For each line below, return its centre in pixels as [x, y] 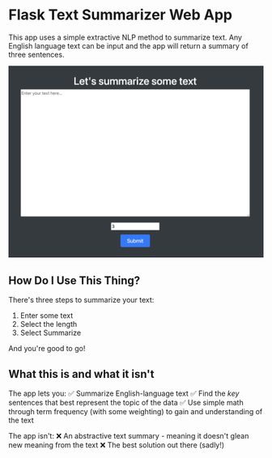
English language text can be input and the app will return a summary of [128, 45]
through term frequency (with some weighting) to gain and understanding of [136, 412]
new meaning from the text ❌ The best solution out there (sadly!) [117, 445]
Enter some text [47, 316]
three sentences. [36, 54]
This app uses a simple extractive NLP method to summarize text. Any [125, 37]
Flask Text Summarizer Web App [121, 15]
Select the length [49, 324]
